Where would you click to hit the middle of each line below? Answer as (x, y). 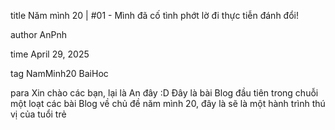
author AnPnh (39, 34)
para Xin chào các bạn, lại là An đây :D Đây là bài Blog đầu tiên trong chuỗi (164, 93)
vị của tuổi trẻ (38, 114)
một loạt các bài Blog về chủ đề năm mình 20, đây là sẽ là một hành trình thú (168, 103)
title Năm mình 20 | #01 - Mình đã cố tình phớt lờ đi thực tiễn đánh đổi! (154, 15)
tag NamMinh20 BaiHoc (59, 73)
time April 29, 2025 (50, 54)
